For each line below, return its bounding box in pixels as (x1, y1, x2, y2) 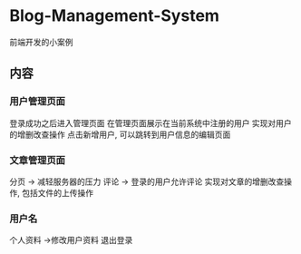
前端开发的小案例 (9, 36, 73, 47)
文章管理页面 (9, 153, 66, 166)
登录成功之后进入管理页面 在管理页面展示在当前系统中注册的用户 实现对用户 (9, 117, 292, 128)
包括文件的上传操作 (21, 187, 93, 198)
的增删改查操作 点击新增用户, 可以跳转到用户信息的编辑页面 (9, 129, 231, 140)
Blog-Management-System (9, 5, 220, 26)
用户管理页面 (9, 95, 66, 108)
